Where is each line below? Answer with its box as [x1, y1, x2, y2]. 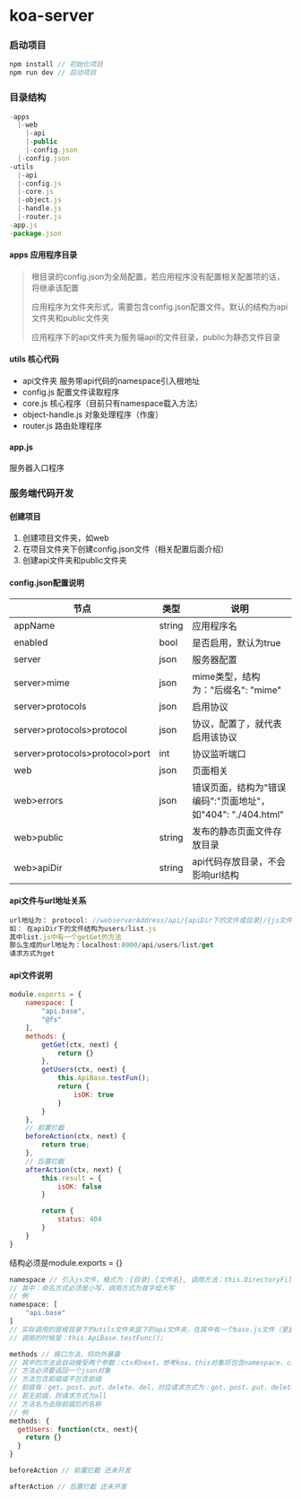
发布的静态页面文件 [192, 824, 273, 837]
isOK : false [56, 1181, 102, 1191]
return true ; [41, 1140, 90, 1149]
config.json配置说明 [9, 577, 85, 588]
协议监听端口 [192, 747, 246, 760]
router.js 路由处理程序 [21, 421, 103, 431]
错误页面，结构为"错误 [192, 781, 287, 794]
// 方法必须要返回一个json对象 [9, 1366, 111, 1375]
